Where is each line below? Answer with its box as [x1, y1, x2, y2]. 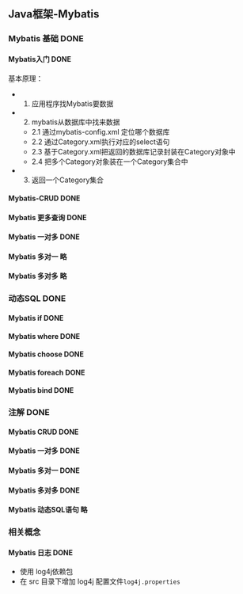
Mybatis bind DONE [8, 386, 74, 395]
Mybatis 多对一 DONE [8, 466, 81, 475]
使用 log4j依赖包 [19, 567, 74, 577]
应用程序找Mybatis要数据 [31, 98, 114, 109]
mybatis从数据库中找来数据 [31, 117, 120, 127]
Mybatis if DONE [8, 314, 64, 322]
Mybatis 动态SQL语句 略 [8, 505, 89, 515]
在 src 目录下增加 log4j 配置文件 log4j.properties [19, 577, 180, 586]
